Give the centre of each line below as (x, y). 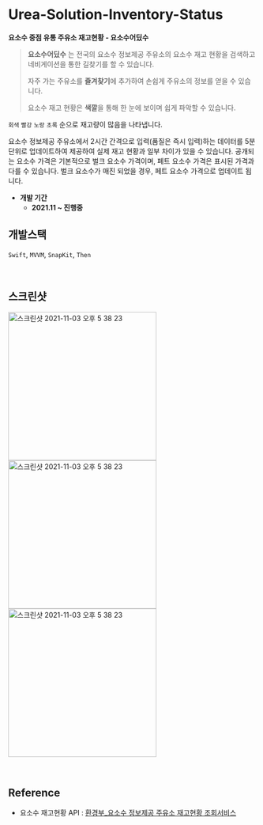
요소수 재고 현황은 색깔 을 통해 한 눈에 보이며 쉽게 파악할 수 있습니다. (131, 108)
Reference (34, 793)
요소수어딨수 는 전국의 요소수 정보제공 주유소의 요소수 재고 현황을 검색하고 (141, 54)
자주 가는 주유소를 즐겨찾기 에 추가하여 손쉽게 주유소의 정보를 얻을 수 (132, 81)
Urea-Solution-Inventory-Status (116, 15)
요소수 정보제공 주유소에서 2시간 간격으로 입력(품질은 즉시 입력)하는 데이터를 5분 (132, 141)
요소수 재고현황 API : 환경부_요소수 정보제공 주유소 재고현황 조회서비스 (128, 813)
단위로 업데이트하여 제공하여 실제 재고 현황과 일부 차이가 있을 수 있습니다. (121, 151)
